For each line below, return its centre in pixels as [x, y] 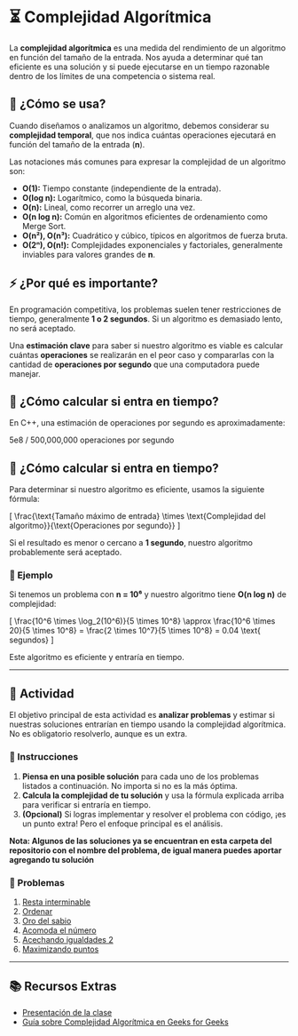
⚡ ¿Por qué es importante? [83, 284]
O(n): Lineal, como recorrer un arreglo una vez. [109, 207]
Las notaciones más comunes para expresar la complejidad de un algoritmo [148, 162]
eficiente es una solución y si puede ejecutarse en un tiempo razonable [140, 67]
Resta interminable [56, 902]
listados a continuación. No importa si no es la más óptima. [129, 785]
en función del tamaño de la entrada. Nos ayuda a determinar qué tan [136, 57]
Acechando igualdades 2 [67, 939]
